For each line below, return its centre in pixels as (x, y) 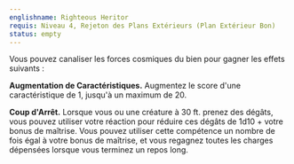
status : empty (36, 34)
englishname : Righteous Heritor (69, 17)
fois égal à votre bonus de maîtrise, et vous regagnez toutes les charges (141, 141)
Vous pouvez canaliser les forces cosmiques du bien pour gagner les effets (147, 59)
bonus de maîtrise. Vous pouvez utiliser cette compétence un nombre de (142, 131)
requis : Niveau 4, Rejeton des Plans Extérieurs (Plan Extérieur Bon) (143, 26)
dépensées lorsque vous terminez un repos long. (99, 150)
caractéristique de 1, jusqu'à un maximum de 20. (98, 95)
